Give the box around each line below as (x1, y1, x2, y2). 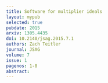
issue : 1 (6, 57, 27, 63)
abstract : (6, 68, 30, 74)
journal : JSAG (6, 47, 41, 53)
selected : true (6, 19, 43, 25)
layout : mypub (6, 14, 41, 20)
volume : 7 (6, 52, 30, 58)
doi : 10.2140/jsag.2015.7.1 (6, 36, 74, 41)
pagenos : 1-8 (6, 63, 38, 69)
